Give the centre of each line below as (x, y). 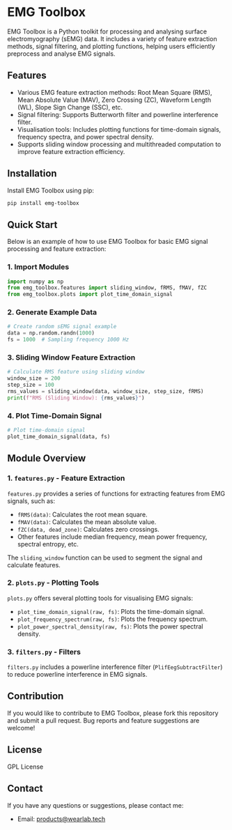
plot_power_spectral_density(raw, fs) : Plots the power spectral (110, 626)
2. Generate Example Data (52, 312)
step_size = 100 (31, 385)
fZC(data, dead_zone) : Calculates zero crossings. (88, 529)
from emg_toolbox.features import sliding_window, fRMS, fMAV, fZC (107, 288)
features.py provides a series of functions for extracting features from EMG (116, 493)
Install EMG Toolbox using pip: (51, 190)
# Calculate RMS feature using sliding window (76, 372)
